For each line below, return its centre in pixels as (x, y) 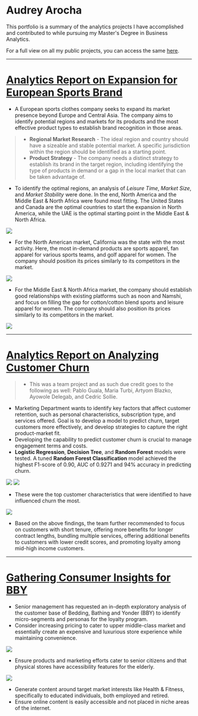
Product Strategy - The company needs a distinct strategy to (104, 158)
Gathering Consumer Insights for (88, 578)
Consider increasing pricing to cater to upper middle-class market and (100, 625)
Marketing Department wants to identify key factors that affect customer (103, 408)
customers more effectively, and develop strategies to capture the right (101, 427)
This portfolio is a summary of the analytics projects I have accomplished (95, 27)
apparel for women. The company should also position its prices (93, 308)
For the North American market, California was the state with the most (100, 242)
